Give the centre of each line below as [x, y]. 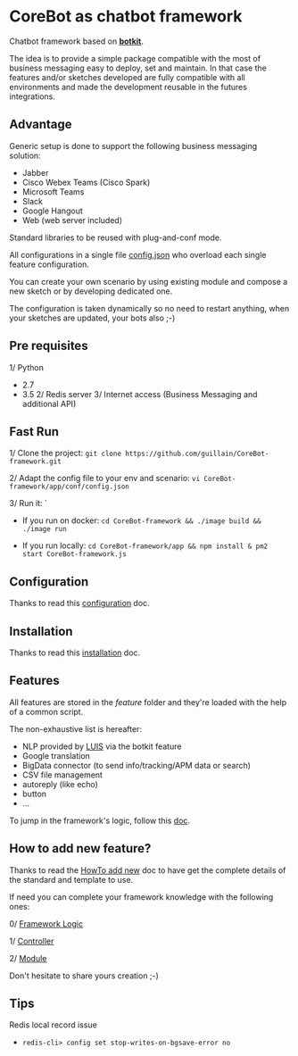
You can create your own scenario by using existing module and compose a [149, 281]
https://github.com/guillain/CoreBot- [197, 454]
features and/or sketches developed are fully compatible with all [127, 77]
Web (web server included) [72, 220]
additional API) [49, 403]
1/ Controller [32, 941]
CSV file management [62, 775]
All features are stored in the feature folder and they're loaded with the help [148, 702]
